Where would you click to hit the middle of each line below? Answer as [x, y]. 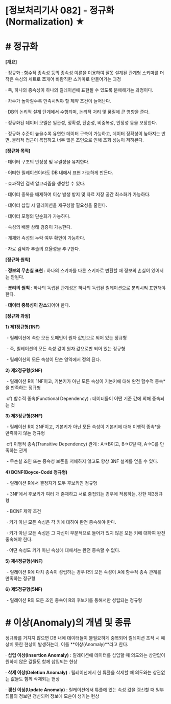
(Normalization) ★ [45, 22]
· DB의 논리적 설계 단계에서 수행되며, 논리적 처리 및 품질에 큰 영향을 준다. [78, 112]
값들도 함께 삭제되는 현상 [35, 679]
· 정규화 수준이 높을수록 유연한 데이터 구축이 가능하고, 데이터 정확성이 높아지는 [83, 134]
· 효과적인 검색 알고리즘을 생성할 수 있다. [45, 184]
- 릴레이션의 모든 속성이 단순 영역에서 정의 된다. [54, 359]
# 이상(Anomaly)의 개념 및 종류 [68, 623]
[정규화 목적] [18, 151]
